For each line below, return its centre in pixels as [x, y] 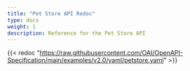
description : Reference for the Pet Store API [76, 33]
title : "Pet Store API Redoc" [52, 14]
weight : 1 [22, 26]
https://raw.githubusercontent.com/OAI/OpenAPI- [111, 53]
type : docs [23, 20]
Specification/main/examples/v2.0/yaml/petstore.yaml [86, 61]
